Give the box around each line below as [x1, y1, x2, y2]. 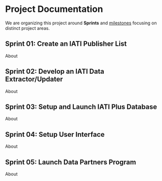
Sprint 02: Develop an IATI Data [5, 67, 105, 76]
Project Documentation [5, 3, 103, 15]
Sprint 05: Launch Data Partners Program [5, 158, 136, 166]
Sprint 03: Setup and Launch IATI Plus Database [5, 102, 158, 111]
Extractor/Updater [5, 75, 63, 84]
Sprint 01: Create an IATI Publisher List [5, 40, 127, 48]
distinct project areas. [5, 25, 50, 31]
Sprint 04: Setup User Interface [5, 130, 105, 139]
